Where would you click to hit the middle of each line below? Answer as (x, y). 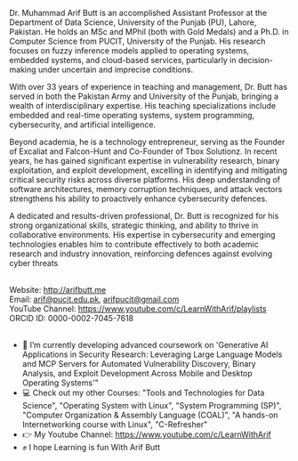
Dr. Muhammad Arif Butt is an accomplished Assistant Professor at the (138, 13)
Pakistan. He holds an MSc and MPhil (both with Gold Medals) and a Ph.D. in (149, 32)
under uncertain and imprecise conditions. (116, 69)
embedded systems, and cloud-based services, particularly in (123, 60)
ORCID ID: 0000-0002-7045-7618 (72, 318)
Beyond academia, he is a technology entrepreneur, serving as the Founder (147, 142)
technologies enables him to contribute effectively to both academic (134, 244)
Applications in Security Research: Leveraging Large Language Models (152, 354)
